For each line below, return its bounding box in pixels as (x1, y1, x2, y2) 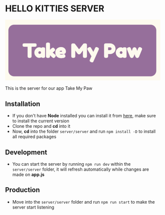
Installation (5, 100, 40, 108)
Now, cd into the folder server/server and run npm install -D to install (12, 129, 156, 135)
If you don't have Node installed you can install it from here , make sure (12, 113, 156, 119)
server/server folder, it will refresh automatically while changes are (12, 166, 149, 172)
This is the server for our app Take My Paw (5, 85, 93, 91)
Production (5, 186, 40, 194)
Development (5, 148, 48, 156)
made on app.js (12, 171, 45, 178)
